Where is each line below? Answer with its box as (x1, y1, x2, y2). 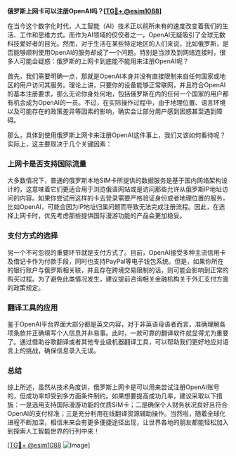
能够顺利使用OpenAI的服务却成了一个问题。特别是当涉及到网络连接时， (13, 49, 220, 56)
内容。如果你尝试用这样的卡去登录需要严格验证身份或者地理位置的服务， (19, 194, 229, 203)
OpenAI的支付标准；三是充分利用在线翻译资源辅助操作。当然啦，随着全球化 (7, 410, 226, 418)
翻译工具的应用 (7, 303, 58, 312)
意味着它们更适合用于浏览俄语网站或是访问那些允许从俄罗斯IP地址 (31, 185, 223, 194)
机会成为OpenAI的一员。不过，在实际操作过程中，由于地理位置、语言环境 (13, 99, 226, 106)
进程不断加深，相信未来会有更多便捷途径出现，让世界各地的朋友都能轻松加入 (7, 418, 229, 426)
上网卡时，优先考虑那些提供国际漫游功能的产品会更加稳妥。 (13, 211, 186, 220)
